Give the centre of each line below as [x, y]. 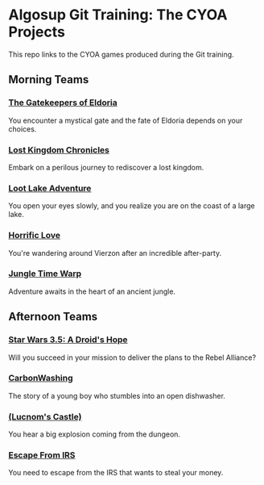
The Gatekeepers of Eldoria [63, 102]
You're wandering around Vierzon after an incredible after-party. [115, 253]
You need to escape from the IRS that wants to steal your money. [116, 473]
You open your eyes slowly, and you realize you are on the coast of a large [132, 206]
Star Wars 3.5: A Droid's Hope [68, 340]
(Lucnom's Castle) [45, 416]
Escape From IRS [42, 455]
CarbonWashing [41, 378]
